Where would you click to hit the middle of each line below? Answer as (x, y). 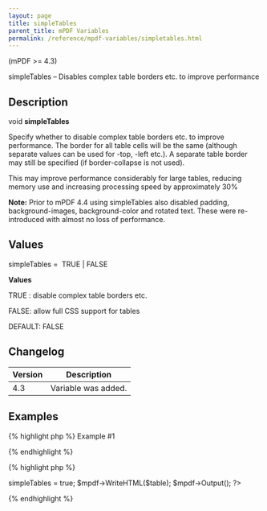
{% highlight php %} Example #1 (62, 436)
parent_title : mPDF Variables (59, 31)
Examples (33, 416)
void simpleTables (39, 122)
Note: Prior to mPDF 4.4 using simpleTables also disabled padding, (119, 203)
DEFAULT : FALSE (36, 326)
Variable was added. (89, 388)
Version (28, 374)
